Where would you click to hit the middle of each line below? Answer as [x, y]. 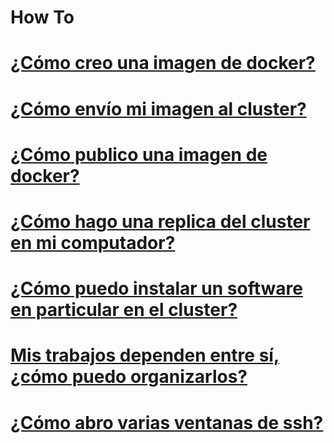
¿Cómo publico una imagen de [139, 154]
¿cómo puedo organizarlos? [129, 377]
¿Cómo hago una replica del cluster [160, 221]
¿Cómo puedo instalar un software [156, 288]
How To [42, 17]
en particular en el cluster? [124, 310]
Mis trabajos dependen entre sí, [145, 355]
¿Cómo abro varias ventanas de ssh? [167, 422]
